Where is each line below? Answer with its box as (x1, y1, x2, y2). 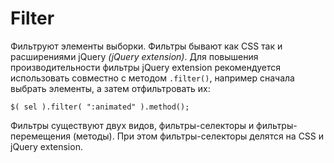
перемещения (10, 130, 72, 142)
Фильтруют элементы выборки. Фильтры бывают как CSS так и (10, 40, 283, 52)
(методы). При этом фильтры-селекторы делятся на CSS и (72, 130, 325, 142)
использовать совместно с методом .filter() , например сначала (10, 72, 295, 84)
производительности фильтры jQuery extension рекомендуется (10, 61, 282, 73)
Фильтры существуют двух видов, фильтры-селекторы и (10, 119, 255, 131)
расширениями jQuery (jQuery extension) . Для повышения (10, 50, 259, 62)
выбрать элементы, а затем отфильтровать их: (10, 82, 211, 94)
